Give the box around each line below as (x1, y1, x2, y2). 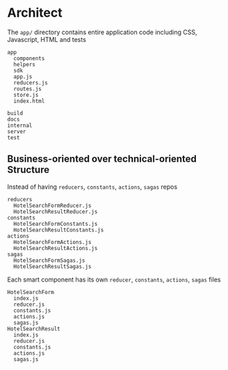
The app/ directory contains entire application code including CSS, (7, 28, 197, 36)
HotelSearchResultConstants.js (13, 226, 104, 233)
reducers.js (13, 79, 49, 86)
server (7, 128, 26, 135)
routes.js (13, 85, 42, 92)
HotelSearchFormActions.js (13, 238, 92, 245)
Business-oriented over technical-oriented (7, 153, 197, 165)
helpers (13, 61, 36, 68)
